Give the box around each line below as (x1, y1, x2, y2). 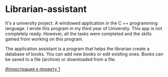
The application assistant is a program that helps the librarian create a (5, 45, 149, 51)
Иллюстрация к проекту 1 (5, 66, 60, 72)
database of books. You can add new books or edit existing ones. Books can (5, 51, 163, 57)
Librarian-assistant (5, 3, 87, 15)
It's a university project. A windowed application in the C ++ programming (5, 20, 158, 26)
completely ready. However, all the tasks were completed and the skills (5, 30, 152, 36)
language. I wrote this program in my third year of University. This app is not (5, 25, 162, 31)
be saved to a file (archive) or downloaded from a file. (5, 56, 116, 62)
